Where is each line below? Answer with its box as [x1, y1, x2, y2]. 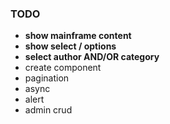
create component [24, 62, 102, 74]
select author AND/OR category [24, 51, 160, 63]
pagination [24, 72, 70, 84]
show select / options [24, 40, 117, 52]
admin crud [24, 104, 73, 116]
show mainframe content [24, 30, 132, 42]
